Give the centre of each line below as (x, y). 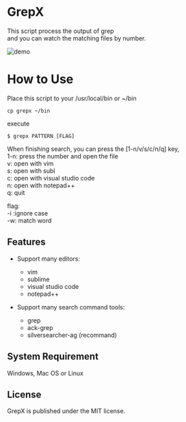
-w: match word (29, 220)
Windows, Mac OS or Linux (45, 373)
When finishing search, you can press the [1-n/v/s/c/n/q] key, (93, 149)
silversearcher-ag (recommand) (72, 335)
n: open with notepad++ (41, 185)
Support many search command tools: (71, 307)
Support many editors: (49, 259)
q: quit (16, 192)
